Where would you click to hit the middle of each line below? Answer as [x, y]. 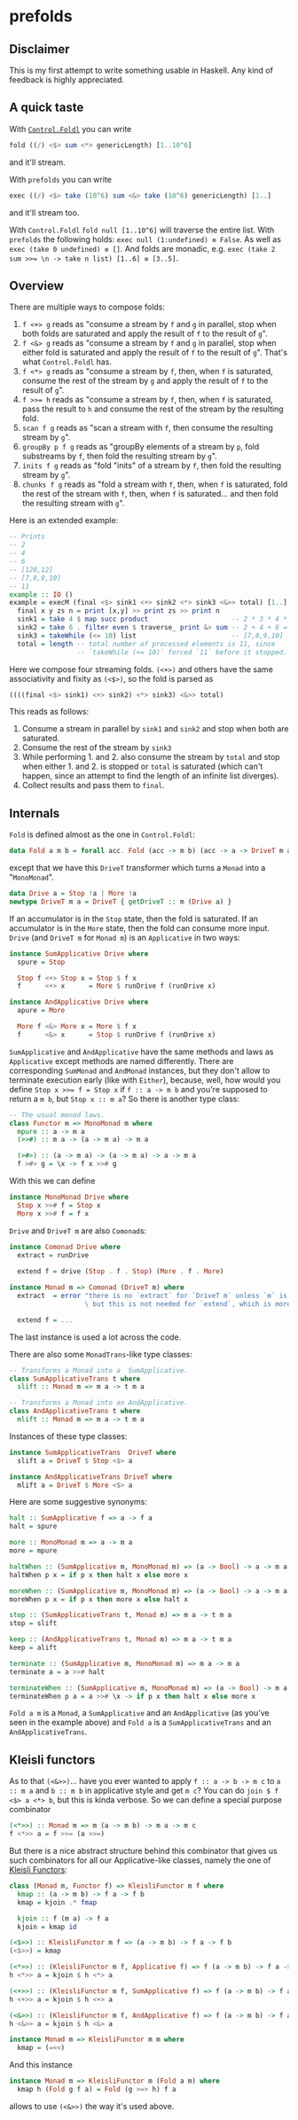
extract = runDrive [53, 1255]
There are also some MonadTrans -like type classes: [101, 1354]
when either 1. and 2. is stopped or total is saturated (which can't [142, 767]
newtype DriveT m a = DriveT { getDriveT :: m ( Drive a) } [121, 902]
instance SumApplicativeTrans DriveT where [93, 1452]
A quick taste [47, 108]
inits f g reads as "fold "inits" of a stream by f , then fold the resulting [152, 465]
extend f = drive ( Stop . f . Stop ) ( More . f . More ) [121, 1271]
